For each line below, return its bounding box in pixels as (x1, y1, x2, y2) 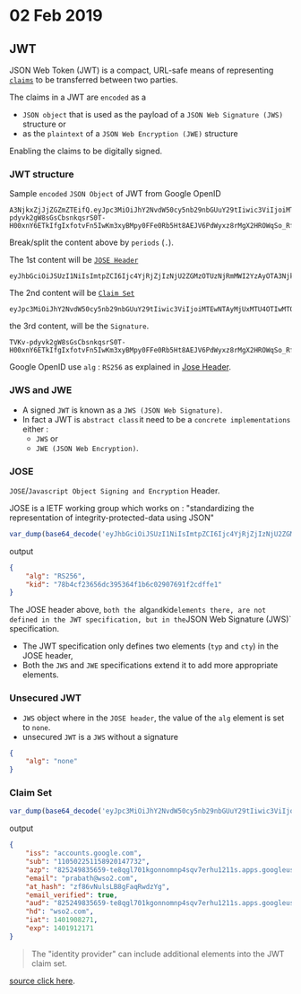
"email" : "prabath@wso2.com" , (25, 874, 139, 883)
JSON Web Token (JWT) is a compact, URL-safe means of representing (9, 65, 274, 75)
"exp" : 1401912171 (25, 924, 94, 933)
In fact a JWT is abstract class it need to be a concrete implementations (21, 414, 291, 424)
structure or (21, 118, 66, 129)
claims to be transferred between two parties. (9, 74, 179, 85)
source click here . (9, 975, 76, 986)
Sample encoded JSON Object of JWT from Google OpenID (9, 188, 221, 199)
